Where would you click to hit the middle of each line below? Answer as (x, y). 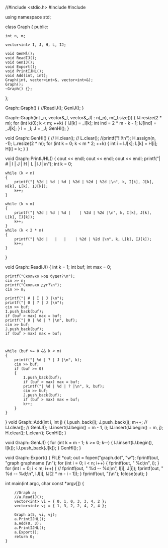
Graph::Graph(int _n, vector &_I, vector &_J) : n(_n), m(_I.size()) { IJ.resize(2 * (83, 118)
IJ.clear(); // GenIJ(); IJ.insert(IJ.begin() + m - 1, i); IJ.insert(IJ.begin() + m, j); (84, 427)
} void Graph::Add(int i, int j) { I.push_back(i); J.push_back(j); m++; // (76, 422)
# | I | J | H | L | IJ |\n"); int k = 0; (39, 164)
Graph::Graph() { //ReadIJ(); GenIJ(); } (45, 108)
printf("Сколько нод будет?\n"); (40, 276)
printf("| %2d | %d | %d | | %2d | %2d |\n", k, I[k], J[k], (83, 213)
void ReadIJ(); (21, 58)
